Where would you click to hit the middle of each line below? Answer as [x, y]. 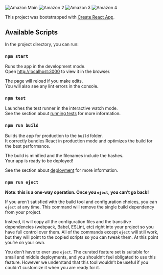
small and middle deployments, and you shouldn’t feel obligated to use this [80, 257]
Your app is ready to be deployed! [39, 160]
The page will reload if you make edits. [44, 81]
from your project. [23, 212]
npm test [15, 98]
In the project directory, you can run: [42, 44]
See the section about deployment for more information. [62, 170]
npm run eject [22, 182]
